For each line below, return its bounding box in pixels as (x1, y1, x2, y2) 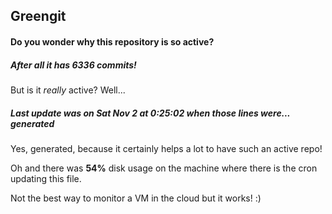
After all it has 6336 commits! (10, 59, 137, 71)
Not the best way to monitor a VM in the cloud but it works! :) (10, 192, 262, 204)
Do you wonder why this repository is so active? (10, 35, 215, 48)
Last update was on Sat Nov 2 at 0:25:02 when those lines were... (10, 107, 291, 119)
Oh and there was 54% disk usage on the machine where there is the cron (10, 162, 318, 174)
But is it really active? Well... (10, 84, 126, 96)
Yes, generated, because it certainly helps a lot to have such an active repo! (10, 142, 323, 154)
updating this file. (10, 172, 82, 184)
